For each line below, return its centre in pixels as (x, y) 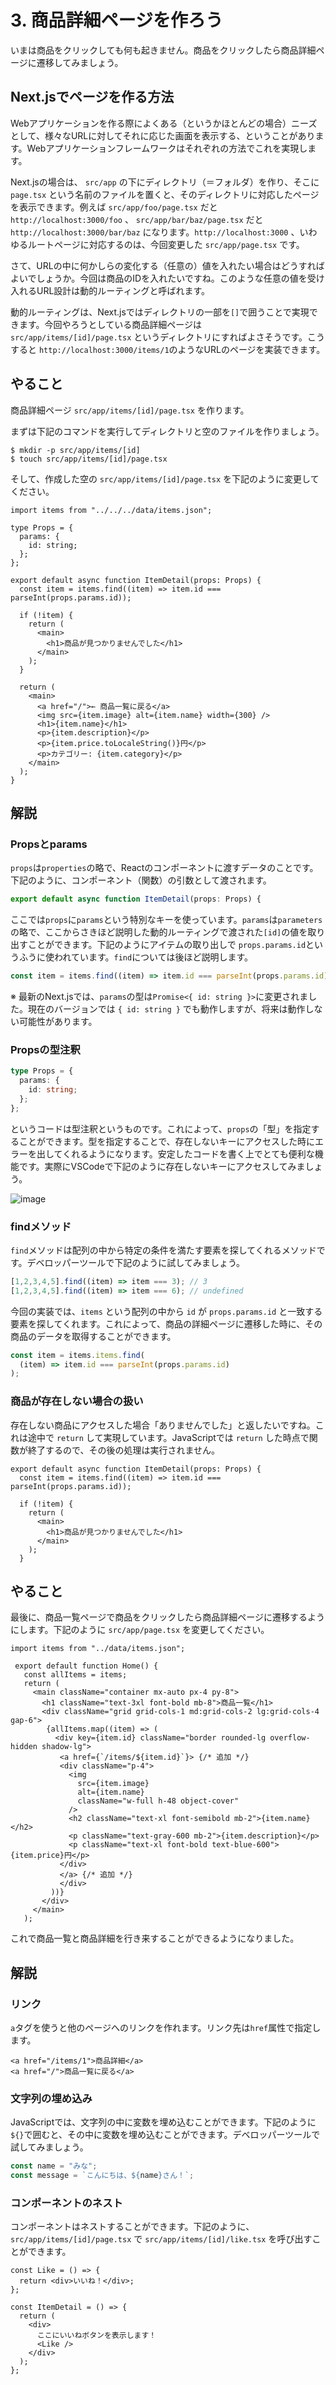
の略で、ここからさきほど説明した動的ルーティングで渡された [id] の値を (159, 932)
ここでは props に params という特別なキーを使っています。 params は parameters (166, 920)
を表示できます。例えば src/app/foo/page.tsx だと (114, 207)
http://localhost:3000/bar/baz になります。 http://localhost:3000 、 (155, 232)
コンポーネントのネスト (66, 2203)
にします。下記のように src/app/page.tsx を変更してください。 (140, 1630)
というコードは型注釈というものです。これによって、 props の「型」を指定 (161, 1128)
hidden (24, 1747)
